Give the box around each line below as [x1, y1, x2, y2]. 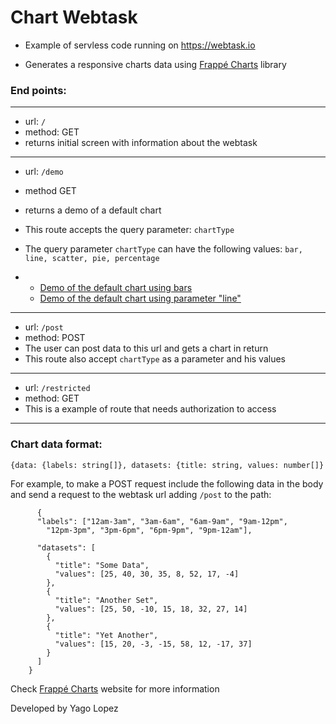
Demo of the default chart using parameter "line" [39, 292, 242, 305]
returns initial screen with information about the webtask [24, 137, 258, 149]
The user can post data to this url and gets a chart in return [24, 342, 269, 355]
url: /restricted [24, 382, 91, 394]
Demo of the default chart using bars [39, 282, 193, 294]
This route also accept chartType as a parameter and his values [24, 353, 286, 365]
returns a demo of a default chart [24, 204, 162, 216]
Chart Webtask [10, 6, 138, 29]
